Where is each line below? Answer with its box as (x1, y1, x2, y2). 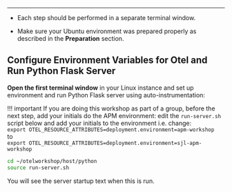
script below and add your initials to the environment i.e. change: (7, 119, 192, 127)
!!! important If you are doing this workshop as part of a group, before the (7, 104, 215, 113)
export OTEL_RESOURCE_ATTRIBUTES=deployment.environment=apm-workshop (7, 126, 215, 133)
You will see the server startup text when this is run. (7, 177, 155, 185)
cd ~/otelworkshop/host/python (7, 157, 97, 164)
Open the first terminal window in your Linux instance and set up (7, 84, 195, 92)
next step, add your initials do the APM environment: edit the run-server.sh (7, 111, 222, 119)
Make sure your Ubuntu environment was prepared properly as (17, 27, 197, 35)
